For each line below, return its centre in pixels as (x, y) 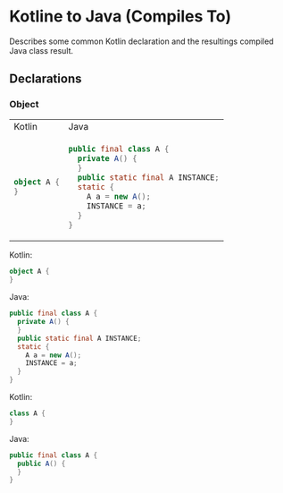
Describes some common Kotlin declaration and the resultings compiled (141, 41)
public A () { (42, 463)
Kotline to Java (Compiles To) (121, 17)
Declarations (46, 79)
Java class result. (42, 50)
